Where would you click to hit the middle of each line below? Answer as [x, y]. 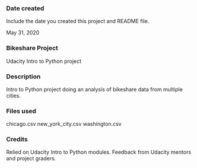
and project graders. [31, 159]
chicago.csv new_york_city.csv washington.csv [64, 124]
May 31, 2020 [23, 33]
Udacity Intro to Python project [44, 61]
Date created [25, 8]
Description [23, 77]
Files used [21, 111]
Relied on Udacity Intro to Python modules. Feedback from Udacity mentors [99, 152]
